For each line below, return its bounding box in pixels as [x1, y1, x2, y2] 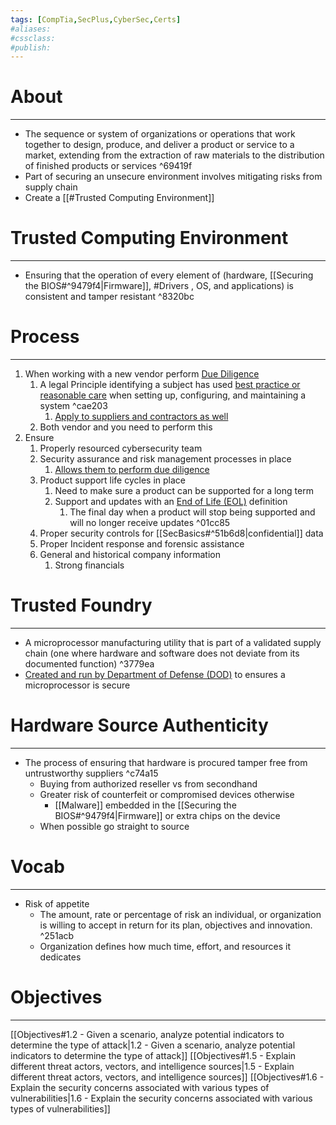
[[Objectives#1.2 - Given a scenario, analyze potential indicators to [10, 1028, 285, 1040]
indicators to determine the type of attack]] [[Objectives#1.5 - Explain [10, 1049, 297, 1061]
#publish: [10, 42, 52, 53]
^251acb [39, 929, 75, 941]
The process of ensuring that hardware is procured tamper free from [24, 756, 308, 768]
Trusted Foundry [10, 594, 153, 617]
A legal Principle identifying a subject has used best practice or [39, 379, 301, 391]
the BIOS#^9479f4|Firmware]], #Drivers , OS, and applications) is [24, 280, 295, 292]
